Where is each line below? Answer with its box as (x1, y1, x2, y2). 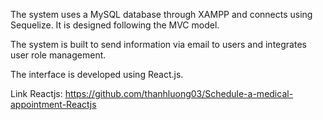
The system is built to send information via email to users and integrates (10, 39, 307, 50)
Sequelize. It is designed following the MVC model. (10, 19, 220, 31)
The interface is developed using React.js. (10, 69, 184, 80)
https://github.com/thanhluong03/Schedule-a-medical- (64, 88, 294, 99)
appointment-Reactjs (10, 99, 97, 110)
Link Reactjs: (10, 88, 63, 99)
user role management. (10, 49, 107, 61)
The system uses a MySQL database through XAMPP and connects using (10, 9, 313, 20)
